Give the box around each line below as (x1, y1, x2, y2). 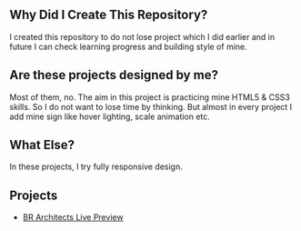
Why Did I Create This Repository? (9, 7, 208, 23)
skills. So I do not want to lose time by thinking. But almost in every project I (9, 101, 293, 112)
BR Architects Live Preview (22, 212, 125, 223)
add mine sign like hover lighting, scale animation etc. (9, 111, 211, 122)
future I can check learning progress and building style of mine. (9, 41, 247, 52)
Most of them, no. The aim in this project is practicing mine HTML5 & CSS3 (9, 91, 291, 103)
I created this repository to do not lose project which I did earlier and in (9, 31, 276, 42)
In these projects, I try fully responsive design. (9, 161, 184, 172)
